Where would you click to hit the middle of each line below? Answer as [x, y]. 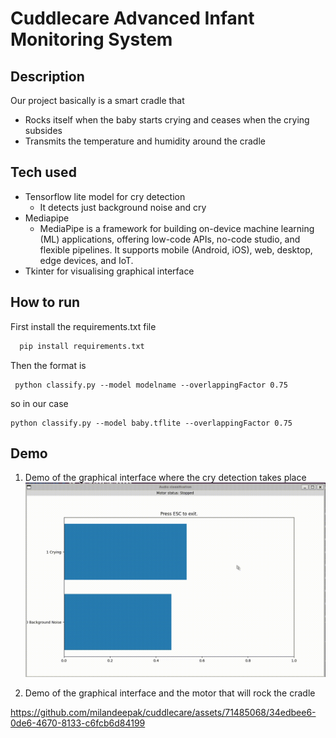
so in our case [39, 403]
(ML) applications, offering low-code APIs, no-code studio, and [170, 239]
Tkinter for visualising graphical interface [109, 271]
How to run [45, 302]
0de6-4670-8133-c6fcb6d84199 [78, 723]
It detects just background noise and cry [123, 207]
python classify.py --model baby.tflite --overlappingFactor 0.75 [151, 423]
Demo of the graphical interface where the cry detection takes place [165, 478]
